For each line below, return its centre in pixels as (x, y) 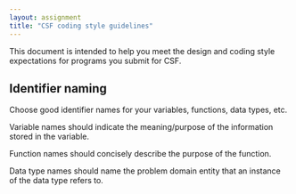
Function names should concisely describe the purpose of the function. (140, 154)
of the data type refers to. (57, 181)
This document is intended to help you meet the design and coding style (142, 51)
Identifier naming (58, 89)
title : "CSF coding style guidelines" (81, 26)
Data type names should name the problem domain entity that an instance (145, 171)
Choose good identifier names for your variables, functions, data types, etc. (148, 110)
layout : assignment (45, 17)
